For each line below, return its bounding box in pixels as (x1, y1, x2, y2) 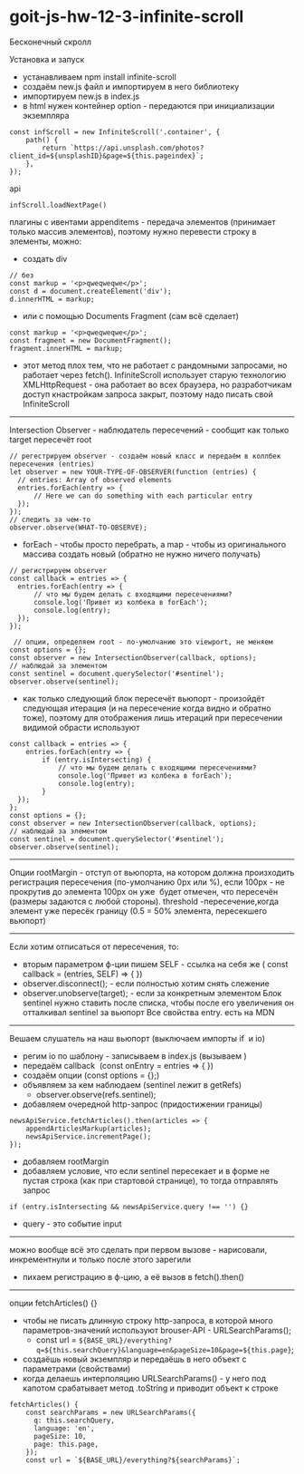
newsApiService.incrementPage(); (25, 1131, 152, 1141)
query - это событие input (22, 1217, 122, 1229)
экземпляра (22, 110, 70, 121)
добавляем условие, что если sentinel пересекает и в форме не (22, 1165, 270, 1176)
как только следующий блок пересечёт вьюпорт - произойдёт (22, 693, 265, 703)
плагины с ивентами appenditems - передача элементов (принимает (9, 216, 276, 228)
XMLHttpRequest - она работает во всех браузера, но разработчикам (22, 379, 292, 390)
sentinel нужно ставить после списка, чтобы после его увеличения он (22, 997, 294, 1008)
